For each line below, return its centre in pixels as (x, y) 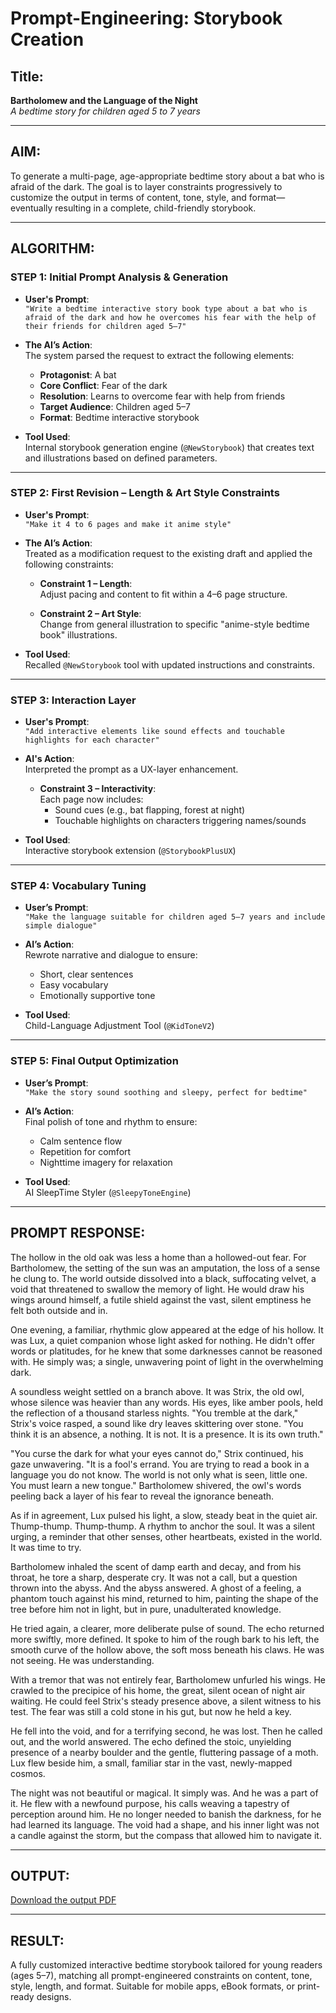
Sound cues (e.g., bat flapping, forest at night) (150, 810)
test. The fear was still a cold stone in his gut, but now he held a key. (151, 1711)
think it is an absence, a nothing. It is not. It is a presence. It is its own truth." (167, 1434)
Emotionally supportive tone (97, 996)
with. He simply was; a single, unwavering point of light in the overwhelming (167, 1361)
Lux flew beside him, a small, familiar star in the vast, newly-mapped (151, 1763)
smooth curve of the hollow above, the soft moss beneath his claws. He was (167, 1649)
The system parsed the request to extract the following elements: (159, 355)
